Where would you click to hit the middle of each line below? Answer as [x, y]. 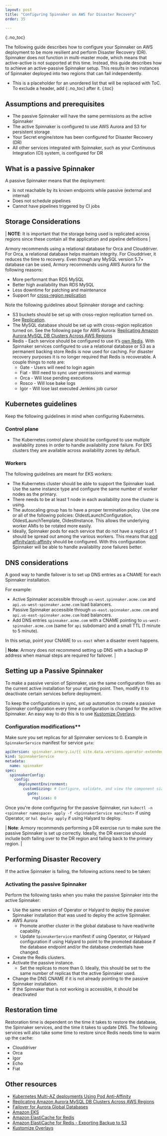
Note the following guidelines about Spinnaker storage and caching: [75, 305]
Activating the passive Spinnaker [46, 884]
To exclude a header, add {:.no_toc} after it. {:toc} [63, 88]
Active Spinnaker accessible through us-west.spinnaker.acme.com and [84, 599]
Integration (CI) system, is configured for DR [58, 153]
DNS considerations [37, 563]
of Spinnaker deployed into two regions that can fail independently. [74, 74]
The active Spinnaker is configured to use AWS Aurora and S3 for [79, 127]
